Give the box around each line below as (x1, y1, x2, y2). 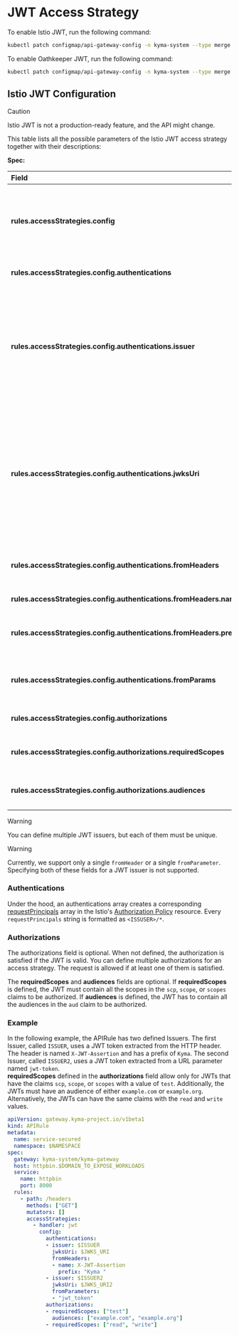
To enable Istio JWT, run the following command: (7, 28, 152, 36)
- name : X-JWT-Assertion (52, 1261, 126, 1269)
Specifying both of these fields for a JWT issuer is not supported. (7, 865, 199, 874)
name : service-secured (14, 1136, 81, 1143)
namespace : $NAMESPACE (14, 1142, 81, 1149)
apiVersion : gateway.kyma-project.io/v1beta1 (7, 1116, 144, 1123)
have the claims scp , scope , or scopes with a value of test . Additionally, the (7, 1080, 225, 1088)
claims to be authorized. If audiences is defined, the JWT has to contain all (7, 993, 228, 1001)
